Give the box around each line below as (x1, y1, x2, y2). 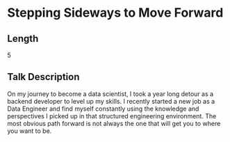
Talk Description (7, 71, 80, 83)
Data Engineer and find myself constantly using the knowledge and (7, 104, 199, 113)
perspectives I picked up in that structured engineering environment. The (7, 111, 217, 120)
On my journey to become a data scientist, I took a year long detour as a (7, 89, 214, 98)
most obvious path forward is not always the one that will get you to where (7, 119, 221, 127)
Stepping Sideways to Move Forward (7, 5, 224, 21)
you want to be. (7, 127, 52, 135)
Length (7, 33, 39, 45)
